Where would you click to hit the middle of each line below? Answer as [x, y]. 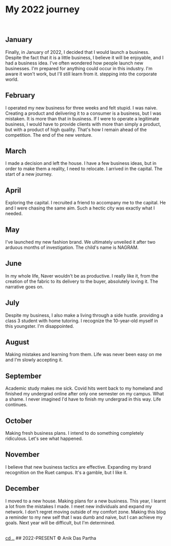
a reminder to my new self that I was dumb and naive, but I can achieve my [84, 517]
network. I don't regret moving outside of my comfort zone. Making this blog [86, 512]
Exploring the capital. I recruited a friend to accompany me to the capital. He [86, 203]
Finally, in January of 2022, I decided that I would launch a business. [77, 52]
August [17, 342]
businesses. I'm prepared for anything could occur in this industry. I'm [79, 68]
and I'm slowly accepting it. [34, 360]
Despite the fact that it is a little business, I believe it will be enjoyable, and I [84, 57]
